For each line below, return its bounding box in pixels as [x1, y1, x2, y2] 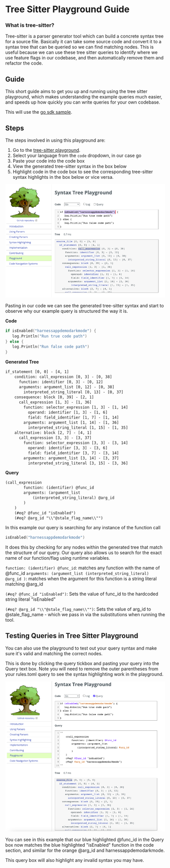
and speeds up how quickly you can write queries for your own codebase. [5, 99, 161, 105]
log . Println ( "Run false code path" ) [12, 344, 90, 349]
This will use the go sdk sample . [5, 109, 73, 115]
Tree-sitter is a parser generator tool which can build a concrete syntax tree [5, 33, 164, 39]
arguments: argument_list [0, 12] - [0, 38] [18, 384, 115, 390]
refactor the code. [5, 60, 43, 67]
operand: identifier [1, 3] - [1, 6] [27, 410, 108, 415]
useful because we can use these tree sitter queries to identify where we [5, 49, 158, 55]
